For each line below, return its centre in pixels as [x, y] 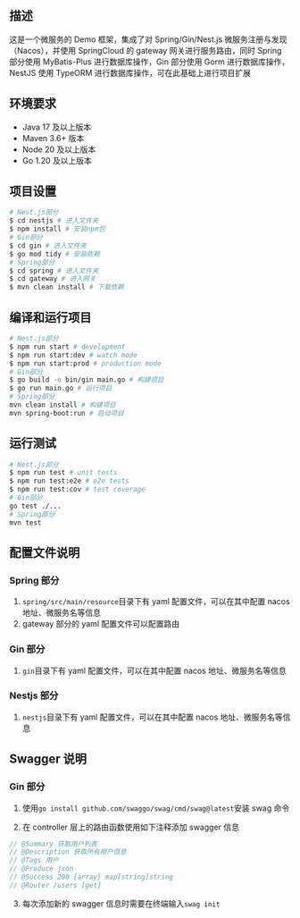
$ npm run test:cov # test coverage [77, 490]
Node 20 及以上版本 [59, 149]
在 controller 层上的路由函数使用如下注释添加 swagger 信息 [130, 827]
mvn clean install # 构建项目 [62, 405]
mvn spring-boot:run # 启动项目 [67, 413]
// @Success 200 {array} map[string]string [92, 877]
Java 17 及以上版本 [57, 127]
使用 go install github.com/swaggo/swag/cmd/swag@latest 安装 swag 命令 [156, 808]
